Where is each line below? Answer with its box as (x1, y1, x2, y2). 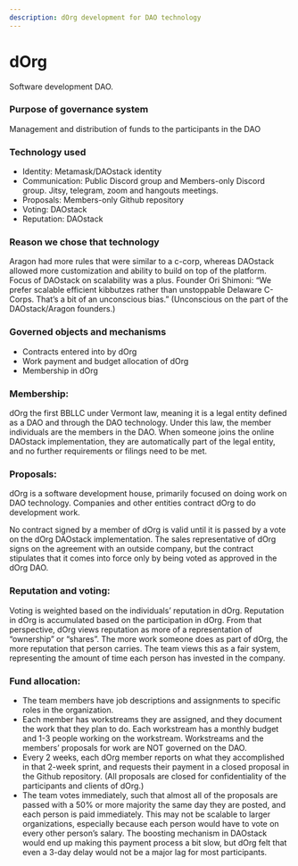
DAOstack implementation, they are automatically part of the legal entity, (9, 437, 276, 447)
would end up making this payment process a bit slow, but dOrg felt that (21, 837, 287, 848)
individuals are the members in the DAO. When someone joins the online (9, 427, 275, 437)
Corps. (9, 294, 35, 304)
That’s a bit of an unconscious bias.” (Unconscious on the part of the (36, 294, 289, 304)
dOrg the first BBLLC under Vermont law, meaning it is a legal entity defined (9, 408, 287, 419)
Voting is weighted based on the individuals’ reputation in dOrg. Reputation (9, 604, 285, 616)
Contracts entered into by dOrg (21, 346, 137, 357)
